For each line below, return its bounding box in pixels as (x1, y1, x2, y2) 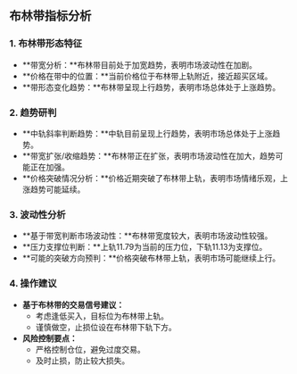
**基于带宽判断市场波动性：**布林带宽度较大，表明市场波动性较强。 (21, 230, 273, 241)
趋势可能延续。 (29, 184, 86, 195)
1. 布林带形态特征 (9, 37, 83, 50)
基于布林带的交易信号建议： (21, 299, 125, 310)
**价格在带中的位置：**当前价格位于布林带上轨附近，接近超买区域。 (21, 71, 273, 81)
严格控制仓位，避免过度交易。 (35, 344, 145, 354)
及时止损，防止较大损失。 (35, 355, 130, 366)
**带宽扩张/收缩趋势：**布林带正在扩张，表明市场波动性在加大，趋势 (21, 150, 276, 161)
